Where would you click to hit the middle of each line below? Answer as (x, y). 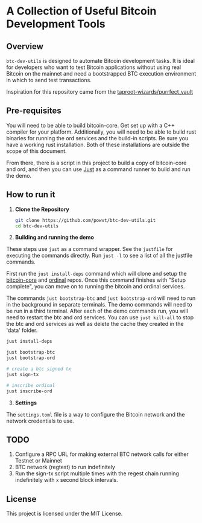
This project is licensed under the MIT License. (65, 514)
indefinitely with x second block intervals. (66, 480)
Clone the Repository (42, 209)
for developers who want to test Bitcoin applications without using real (94, 67)
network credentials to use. (40, 421)
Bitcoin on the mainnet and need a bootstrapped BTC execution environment (101, 73)
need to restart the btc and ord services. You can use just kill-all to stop (100, 317)
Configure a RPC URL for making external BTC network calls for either (102, 454)
